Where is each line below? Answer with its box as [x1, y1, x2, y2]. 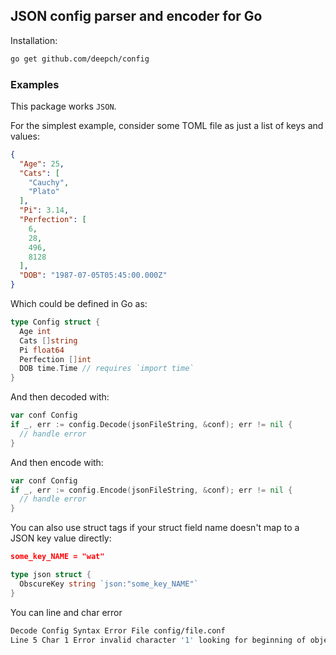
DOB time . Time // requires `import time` [19, 364, 195, 374]
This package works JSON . [10, 100, 117, 112]
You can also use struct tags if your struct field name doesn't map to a [10, 522, 300, 534]
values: [10, 130, 40, 142]
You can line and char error [10, 606, 123, 618]
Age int [19, 326, 52, 336]
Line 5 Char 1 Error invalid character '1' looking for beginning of [10, 635, 307, 645]
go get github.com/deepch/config [10, 54, 150, 64]
